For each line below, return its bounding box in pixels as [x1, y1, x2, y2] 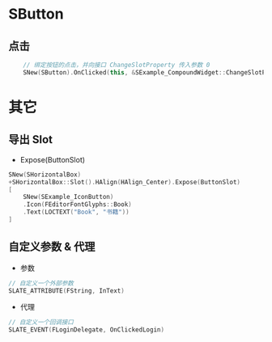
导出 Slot [8, 133, 53, 146]
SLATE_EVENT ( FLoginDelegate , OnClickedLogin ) [8, 326, 164, 334]
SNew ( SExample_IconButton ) [23, 193, 114, 201]
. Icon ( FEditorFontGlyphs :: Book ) [23, 201, 132, 209]
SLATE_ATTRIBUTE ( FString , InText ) [8, 286, 125, 295]
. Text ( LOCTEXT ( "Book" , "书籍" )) [23, 208, 130, 217]
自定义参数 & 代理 [8, 240, 96, 254]
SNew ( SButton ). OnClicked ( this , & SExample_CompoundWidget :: [23, 68, 227, 77]
